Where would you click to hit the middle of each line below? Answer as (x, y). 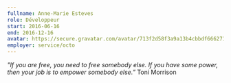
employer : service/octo (41, 45)
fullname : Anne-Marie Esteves (51, 13)
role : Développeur (33, 20)
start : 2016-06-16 (33, 26)
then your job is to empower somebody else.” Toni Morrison (92, 72)
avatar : (18, 39)
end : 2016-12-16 (30, 33)
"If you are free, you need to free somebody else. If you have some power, (113, 65)
